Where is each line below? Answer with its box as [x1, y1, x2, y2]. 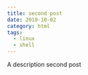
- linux [13, 35, 35, 42]
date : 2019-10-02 [7, 16, 57, 23]
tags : [7, 29, 23, 36]
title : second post [7, 10, 63, 17]
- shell [13, 42, 35, 48]
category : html [7, 22, 50, 29]
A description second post [7, 61, 82, 68]
